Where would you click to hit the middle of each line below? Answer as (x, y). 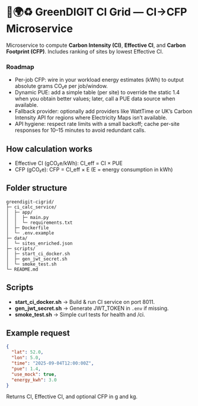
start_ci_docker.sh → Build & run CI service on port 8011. (85, 302)
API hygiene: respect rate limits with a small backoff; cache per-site (97, 124)
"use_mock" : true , (34, 374)
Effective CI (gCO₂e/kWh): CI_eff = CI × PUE (68, 163)
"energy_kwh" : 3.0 (34, 380)
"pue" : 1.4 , (26, 369)
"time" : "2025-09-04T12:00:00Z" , (53, 363)
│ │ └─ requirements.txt (39, 223)
